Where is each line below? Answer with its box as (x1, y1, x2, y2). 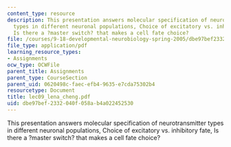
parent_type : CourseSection (7, 74, 88, 81)
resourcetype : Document (7, 87, 76, 94)
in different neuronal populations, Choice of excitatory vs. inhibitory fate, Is (7, 126, 219, 135)
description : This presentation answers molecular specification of (7, 17, 208, 23)
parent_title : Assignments (7, 68, 85, 75)
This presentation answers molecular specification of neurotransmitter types (7, 119, 224, 127)
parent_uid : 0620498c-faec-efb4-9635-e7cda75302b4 (7, 81, 155, 88)
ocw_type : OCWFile (7, 61, 60, 68)
